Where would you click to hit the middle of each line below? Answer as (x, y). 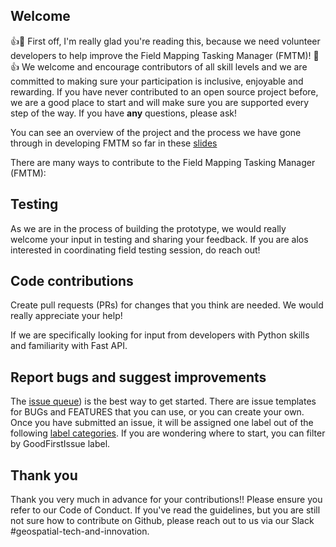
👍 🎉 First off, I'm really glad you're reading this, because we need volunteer (165, 41)
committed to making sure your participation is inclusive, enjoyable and (157, 81)
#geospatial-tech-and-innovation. (80, 531)
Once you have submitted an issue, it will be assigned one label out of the (162, 423)
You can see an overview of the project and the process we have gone (156, 132)
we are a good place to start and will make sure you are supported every (160, 102)
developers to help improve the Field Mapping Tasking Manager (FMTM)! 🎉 (165, 55)
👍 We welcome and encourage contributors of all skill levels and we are (159, 66)
